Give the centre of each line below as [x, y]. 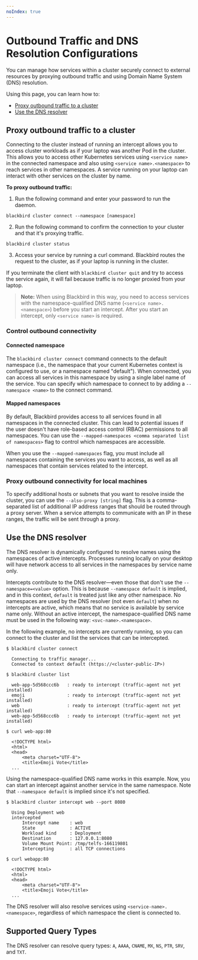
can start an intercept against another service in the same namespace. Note [99, 785]
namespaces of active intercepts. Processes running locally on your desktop [99, 558]
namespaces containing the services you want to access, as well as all [92, 459]
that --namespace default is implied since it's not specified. [78, 791]
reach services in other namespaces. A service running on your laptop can [97, 170]
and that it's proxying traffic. [49, 233]
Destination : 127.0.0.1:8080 [67, 838]
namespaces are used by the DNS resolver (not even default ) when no [92, 601]
